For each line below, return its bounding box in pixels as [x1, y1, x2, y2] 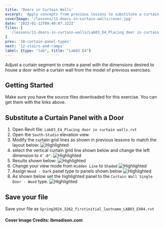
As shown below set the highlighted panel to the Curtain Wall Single [12, 174, 153, 179]
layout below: [12, 142, 40, 148]
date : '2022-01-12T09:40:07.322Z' [5, 21, 76, 26]
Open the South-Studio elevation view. [12, 132, 90, 138]
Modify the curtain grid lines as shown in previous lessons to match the [12, 137, 157, 143]
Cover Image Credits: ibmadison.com [5, 217, 83, 223]
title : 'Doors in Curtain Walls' [5, 7, 74, 12]
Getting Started [5, 81, 54, 89]
